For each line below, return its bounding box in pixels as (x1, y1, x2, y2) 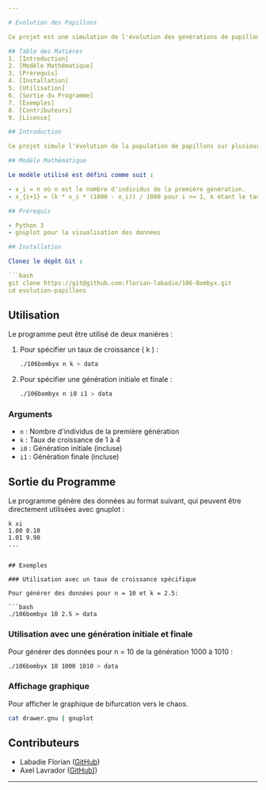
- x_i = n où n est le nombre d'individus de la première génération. (8, 185, 246, 193)
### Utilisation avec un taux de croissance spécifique (8, 576, 196, 584)
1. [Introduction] (8, 55, 69, 63)
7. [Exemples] (8, 98, 55, 107)
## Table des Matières (8, 47, 83, 56)
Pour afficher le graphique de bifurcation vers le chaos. (8, 699, 188, 708)
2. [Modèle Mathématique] (8, 62, 93, 70)
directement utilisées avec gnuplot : (8, 505, 125, 514)
